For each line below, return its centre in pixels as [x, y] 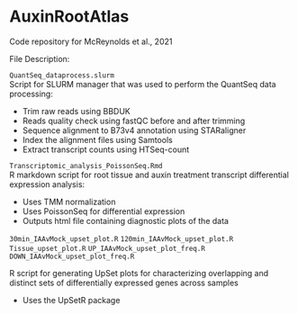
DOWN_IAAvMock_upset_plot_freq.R [72, 256]
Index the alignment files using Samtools [97, 139]
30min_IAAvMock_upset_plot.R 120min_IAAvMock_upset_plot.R [122, 239]
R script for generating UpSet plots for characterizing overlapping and [139, 273]
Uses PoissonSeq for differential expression [104, 211]
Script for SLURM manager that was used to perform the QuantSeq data [143, 84]
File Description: [40, 58]
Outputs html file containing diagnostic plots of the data [126, 220]
